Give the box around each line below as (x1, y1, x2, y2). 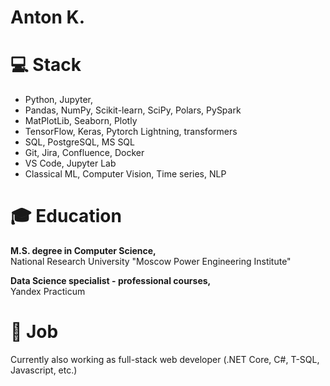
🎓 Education (10, 205, 122, 228)
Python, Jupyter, (24, 94, 93, 106)
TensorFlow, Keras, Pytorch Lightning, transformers (24, 126, 238, 138)
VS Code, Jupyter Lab (24, 157, 117, 170)
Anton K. (10, 6, 86, 29)
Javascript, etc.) (10, 364, 78, 376)
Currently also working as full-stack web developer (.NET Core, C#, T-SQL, (10, 354, 320, 365)
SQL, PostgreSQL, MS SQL (24, 136, 135, 148)
